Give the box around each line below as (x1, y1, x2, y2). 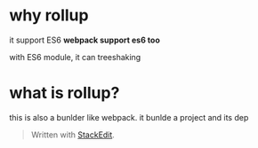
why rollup (9, 5, 89, 26)
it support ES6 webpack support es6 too (9, 35, 160, 45)
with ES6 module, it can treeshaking (9, 51, 141, 62)
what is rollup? (9, 83, 120, 103)
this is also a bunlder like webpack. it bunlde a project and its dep (9, 112, 249, 122)
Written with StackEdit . (30, 129, 116, 140)
